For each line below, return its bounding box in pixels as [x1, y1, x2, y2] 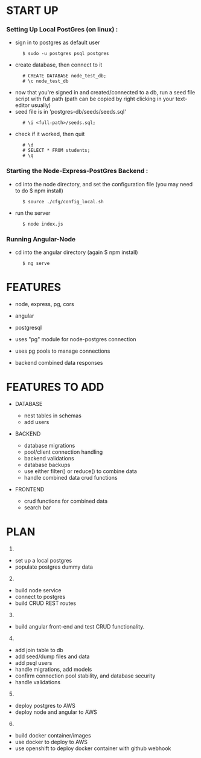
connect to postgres [14, 593, 66, 600]
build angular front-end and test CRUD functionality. [14, 622, 145, 630]
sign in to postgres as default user [14, 39, 100, 46]
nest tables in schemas [24, 412, 81, 419]
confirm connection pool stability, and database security [14, 672, 156, 679]
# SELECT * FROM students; [22, 148, 91, 154]
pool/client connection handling [24, 448, 103, 456]
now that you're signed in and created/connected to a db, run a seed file [14, 89, 196, 96]
